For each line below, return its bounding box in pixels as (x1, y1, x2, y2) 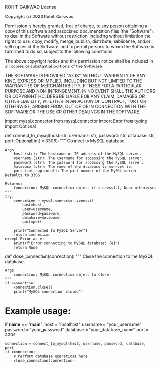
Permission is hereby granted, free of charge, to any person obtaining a (5, 23, 147, 29)
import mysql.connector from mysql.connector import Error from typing (5, 118, 147, 124)
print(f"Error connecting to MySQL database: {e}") (14, 241, 120, 246)
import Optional (5, 123, 36, 129)
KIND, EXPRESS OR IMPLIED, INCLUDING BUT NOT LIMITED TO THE (5, 78, 142, 84)
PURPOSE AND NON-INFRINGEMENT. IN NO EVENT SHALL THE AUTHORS (5, 88, 156, 94)
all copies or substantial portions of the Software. (5, 63, 103, 69)
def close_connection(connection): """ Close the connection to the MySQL (5, 253, 154, 259)
